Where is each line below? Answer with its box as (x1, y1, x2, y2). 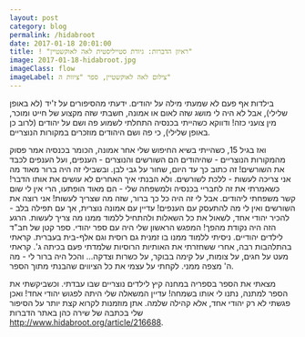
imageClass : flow (9, 65, 76, 74)
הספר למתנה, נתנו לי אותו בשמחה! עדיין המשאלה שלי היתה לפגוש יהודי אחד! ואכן (9, 288, 289, 299)
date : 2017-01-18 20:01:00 (9, 38, 112, 48)
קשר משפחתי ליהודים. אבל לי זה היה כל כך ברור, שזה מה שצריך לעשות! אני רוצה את (9, 192, 296, 203)
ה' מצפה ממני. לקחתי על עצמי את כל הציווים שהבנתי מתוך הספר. (9, 260, 234, 271)
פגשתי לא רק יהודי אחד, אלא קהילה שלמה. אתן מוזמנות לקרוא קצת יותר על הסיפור (9, 297, 291, 308)
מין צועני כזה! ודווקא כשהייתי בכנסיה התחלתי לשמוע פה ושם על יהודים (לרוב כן (9, 117, 277, 128)
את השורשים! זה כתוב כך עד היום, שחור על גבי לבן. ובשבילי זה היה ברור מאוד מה (9, 163, 285, 174)
